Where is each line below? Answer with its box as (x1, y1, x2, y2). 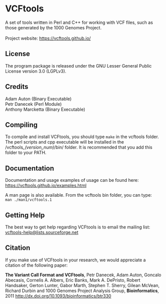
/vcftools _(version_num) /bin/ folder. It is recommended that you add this (5, 145, 153, 151)
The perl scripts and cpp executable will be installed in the (5, 139, 124, 145)
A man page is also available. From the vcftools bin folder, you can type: (5, 192, 152, 198)
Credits (5, 82, 29, 91)
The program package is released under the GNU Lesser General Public (5, 63, 152, 69)
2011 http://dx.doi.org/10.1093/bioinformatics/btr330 (5, 293, 111, 299)
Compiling (5, 120, 38, 129)
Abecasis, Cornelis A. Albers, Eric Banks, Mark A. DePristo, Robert (5, 277, 141, 283)
